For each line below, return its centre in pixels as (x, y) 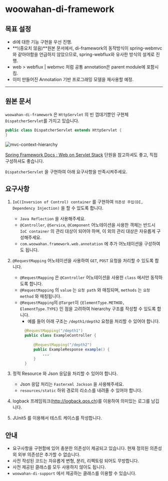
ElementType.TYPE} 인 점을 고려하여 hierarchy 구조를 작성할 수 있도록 (88, 309)
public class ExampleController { (60, 336)
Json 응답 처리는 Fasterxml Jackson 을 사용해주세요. (72, 384)
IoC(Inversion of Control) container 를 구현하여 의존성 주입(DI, (78, 202)
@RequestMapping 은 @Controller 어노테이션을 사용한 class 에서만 (84, 278)
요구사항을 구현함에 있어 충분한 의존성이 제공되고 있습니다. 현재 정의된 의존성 (87, 448)
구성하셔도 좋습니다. (24, 161)
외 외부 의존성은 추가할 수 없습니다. (46, 454)
